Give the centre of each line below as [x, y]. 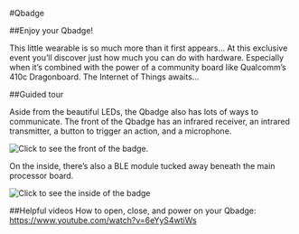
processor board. [42, 176]
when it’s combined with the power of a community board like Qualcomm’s [148, 67]
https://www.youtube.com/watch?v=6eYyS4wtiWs [103, 220]
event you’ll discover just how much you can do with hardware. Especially [147, 57]
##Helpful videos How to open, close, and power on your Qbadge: [133, 211]
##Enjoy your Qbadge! [51, 30]
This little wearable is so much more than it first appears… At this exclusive [149, 48]
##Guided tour [37, 94]
